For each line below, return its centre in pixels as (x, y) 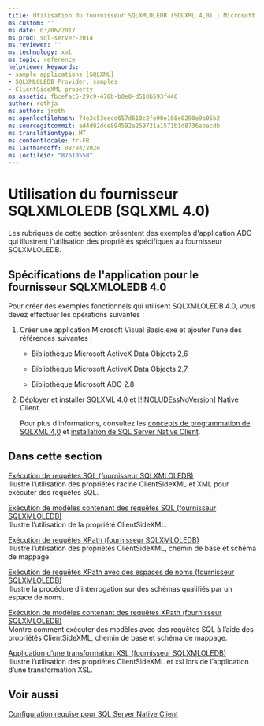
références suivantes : (56, 338)
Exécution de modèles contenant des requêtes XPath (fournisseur (115, 612)
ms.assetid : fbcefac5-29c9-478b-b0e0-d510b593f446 (93, 96)
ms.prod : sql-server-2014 (50, 38)
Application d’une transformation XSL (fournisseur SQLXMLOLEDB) (117, 652)
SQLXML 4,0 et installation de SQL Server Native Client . (110, 431)
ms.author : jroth (37, 112)
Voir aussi (33, 695)
